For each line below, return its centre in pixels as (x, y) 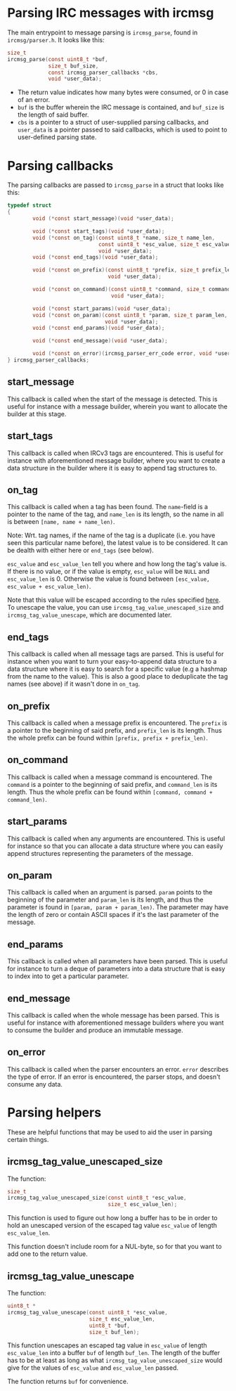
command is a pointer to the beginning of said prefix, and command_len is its (112, 784)
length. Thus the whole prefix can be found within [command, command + (110, 792)
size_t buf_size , (73, 66)
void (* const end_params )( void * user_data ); (99, 328)
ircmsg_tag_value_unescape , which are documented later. (90, 615)
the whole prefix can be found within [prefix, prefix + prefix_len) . (108, 738)
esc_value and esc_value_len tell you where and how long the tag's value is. (117, 564)
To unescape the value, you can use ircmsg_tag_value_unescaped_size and (116, 608)
